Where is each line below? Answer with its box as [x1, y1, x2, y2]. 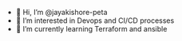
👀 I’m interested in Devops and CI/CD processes [15, 16, 175, 25]
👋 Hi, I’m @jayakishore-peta [15, 8, 108, 17]
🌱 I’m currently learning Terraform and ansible [15, 24, 168, 33]
